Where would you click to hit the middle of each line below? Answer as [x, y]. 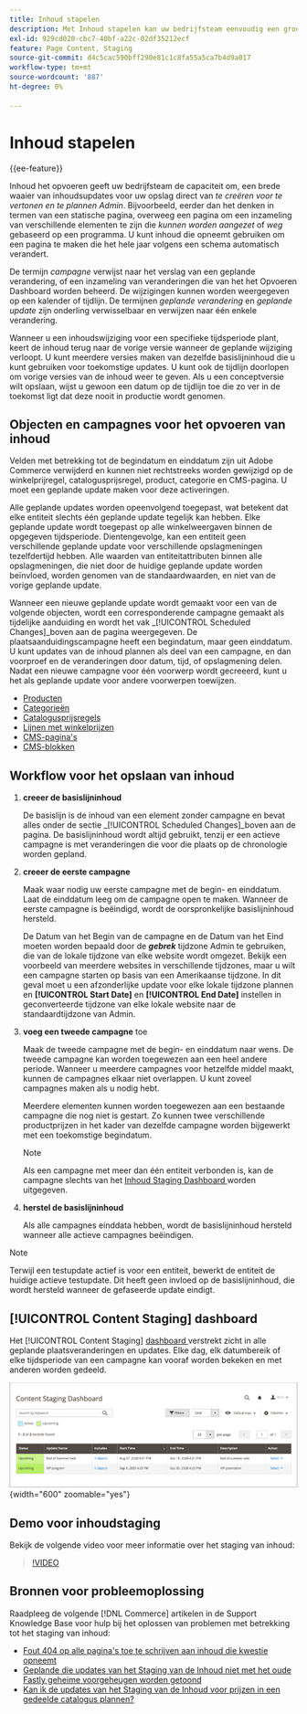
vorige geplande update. [56, 586]
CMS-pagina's [50, 737]
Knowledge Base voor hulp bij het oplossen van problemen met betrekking [150, 1623]
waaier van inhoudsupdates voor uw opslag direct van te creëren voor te [146, 196]
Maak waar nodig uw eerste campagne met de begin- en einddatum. [152, 890]
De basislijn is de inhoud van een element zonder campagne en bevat [153, 815]
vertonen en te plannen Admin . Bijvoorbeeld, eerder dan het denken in [142, 205]
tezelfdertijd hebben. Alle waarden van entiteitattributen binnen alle [136, 556]
